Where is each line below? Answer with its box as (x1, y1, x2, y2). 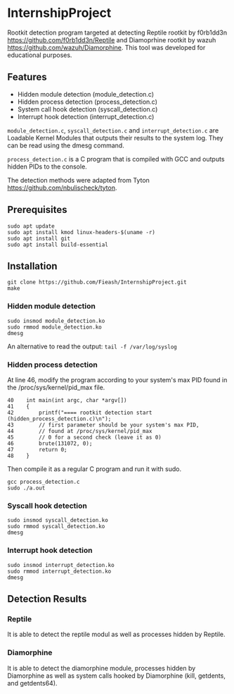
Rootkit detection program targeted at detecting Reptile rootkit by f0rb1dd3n (7, 28, 227, 37)
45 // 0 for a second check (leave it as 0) (7, 434, 162, 441)
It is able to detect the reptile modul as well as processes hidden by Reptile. (7, 630, 226, 639)
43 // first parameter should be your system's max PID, (7, 421, 200, 428)
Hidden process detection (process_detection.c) (17, 97, 158, 106)
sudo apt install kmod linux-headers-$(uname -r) (7, 229, 156, 236)
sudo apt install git (7, 235, 71, 242)
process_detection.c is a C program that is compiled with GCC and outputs (7, 154, 225, 163)
